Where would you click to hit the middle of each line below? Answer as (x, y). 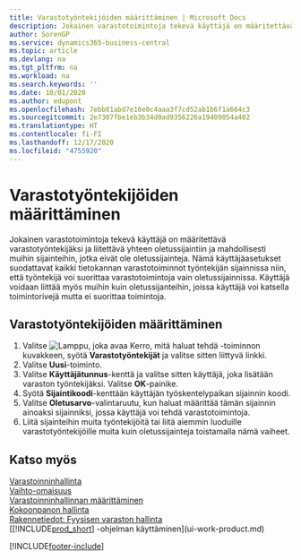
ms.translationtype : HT (54, 126)
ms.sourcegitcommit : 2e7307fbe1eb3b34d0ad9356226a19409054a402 (130, 117)
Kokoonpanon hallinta (49, 510)
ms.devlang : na (38, 59)
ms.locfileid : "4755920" (56, 151)
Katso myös (43, 459)
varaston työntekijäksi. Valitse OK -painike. (100, 384)
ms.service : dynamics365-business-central (90, 43)
